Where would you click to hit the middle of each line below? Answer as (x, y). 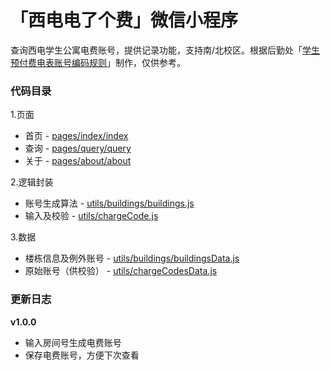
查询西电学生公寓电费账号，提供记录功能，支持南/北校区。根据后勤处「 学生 (165, 50)
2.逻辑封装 (32, 182)
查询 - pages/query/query (78, 148)
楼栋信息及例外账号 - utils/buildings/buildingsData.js (132, 258)
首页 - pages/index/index (76, 136)
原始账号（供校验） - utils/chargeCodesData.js (121, 271)
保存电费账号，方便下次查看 (82, 355)
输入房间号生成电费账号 (73, 342)
